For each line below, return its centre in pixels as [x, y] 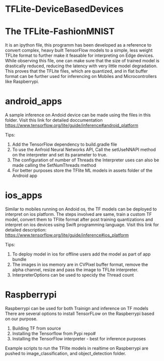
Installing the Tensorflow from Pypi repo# [54, 333]
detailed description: [26, 230]
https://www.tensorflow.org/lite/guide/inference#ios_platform [67, 235]
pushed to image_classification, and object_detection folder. [66, 353]
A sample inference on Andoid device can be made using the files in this [78, 115]
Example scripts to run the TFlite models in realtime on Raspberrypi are [77, 348]
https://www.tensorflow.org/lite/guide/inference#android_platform [72, 126]
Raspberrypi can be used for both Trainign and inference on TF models [77, 308]
